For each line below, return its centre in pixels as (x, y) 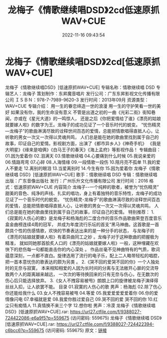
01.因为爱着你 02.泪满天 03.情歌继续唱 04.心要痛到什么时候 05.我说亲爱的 (80, 156)
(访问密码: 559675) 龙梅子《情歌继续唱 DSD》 (116, 318)
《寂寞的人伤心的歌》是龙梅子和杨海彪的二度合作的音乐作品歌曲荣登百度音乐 (83, 218)
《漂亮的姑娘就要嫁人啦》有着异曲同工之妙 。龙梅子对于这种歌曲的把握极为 (82, 237)
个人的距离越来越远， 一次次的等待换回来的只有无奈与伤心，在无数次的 (86, 274)
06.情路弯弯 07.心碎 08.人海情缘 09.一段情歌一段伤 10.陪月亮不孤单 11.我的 (81, 162)
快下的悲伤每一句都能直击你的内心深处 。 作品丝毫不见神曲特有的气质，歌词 (83, 249)
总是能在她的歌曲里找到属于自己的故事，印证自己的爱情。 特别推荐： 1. (82, 212)
